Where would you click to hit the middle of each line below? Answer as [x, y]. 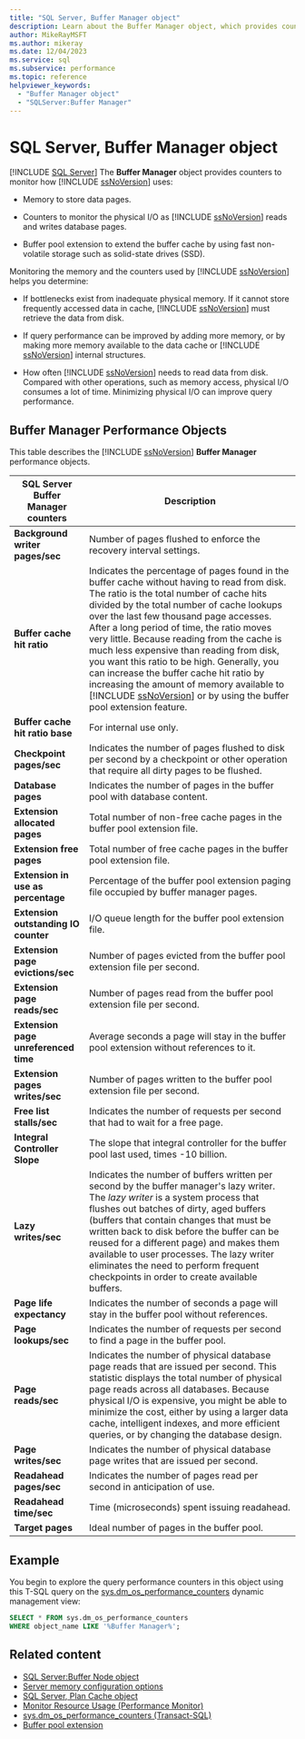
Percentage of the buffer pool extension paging [190, 881]
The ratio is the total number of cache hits [178, 594]
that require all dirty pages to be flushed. [176, 771]
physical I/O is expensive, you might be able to [188, 1401]
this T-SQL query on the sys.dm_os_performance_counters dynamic [137, 1591]
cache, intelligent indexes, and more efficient [185, 1424]
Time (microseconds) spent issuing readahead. [190, 1507]
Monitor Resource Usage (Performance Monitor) [113, 1705]
